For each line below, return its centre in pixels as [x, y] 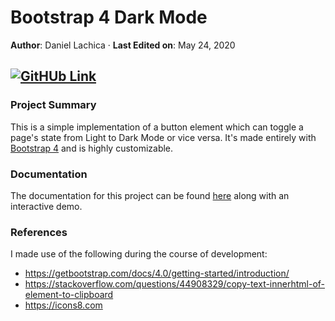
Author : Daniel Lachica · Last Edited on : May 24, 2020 [123, 45]
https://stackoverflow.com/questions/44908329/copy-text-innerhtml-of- [175, 284]
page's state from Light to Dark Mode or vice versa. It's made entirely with [163, 137]
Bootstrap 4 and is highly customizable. [92, 148]
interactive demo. [46, 206]
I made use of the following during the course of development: [139, 254]
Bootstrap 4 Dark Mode [109, 17]
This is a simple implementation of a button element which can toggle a [157, 127]
